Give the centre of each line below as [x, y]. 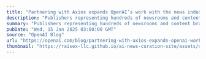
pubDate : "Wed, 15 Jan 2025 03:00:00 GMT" [61, 29]
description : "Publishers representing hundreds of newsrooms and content [104, 18]
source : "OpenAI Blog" [35, 35]
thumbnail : [20, 47]
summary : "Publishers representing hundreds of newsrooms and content [98, 23]
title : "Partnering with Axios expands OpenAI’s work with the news [96, 12]
